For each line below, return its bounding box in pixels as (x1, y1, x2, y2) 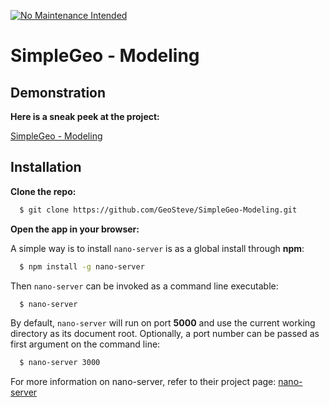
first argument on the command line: (10, 338, 161, 350)
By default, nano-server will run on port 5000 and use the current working (10, 317, 316, 329)
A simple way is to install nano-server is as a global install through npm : (10, 242, 305, 254)
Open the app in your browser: (10, 223, 140, 235)
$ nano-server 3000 (19, 358, 101, 368)
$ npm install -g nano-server (19, 261, 145, 272)
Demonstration (10, 84, 107, 101)
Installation (10, 159, 82, 176)
